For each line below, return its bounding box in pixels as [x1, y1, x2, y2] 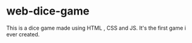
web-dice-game [6, 4, 90, 18]
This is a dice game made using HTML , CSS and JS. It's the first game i [6, 24, 187, 31]
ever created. [6, 30, 40, 38]
